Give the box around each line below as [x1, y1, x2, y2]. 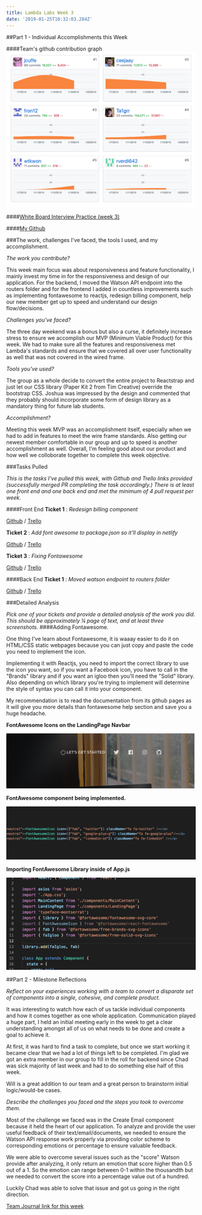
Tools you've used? [6, 365, 55, 373]
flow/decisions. [6, 305, 44, 312]
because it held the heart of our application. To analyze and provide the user [6, 1122, 196, 1129]
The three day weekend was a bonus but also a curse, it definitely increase [6, 328, 192, 336]
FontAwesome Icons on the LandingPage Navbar [6, 722, 130, 729]
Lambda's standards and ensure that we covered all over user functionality [6, 347, 192, 355]
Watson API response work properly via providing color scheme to [6, 1135, 171, 1143]
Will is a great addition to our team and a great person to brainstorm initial [6, 1080, 189, 1087]
